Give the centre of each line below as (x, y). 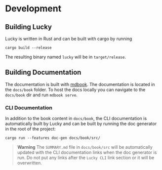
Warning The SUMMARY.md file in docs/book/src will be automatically (85, 147)
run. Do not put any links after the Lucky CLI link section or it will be (86, 158)
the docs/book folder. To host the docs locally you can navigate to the (75, 89)
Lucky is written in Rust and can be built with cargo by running (69, 39)
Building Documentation (43, 72)
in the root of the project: (30, 129)
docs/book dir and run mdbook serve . (41, 95)
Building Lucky (28, 27)
